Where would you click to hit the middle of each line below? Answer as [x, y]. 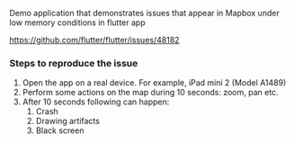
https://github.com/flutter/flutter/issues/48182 [94, 40]
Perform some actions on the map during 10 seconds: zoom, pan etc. [150, 93]
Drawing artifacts [68, 121]
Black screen [60, 130]
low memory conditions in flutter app [77, 22]
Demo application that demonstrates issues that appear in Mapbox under [145, 13]
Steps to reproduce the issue [74, 63]
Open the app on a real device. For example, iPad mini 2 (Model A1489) [154, 83]
